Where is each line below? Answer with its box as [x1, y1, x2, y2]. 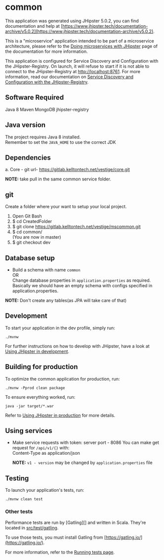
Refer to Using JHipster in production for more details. [5, 412, 116, 418]
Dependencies [5, 153, 51, 162]
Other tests [5, 508, 33, 515]
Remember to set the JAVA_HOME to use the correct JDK [5, 139, 116, 145]
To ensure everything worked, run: [5, 394, 76, 400]
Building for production [5, 363, 78, 371]
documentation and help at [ [5, 23, 63, 29]
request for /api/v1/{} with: [12, 445, 70, 451]
